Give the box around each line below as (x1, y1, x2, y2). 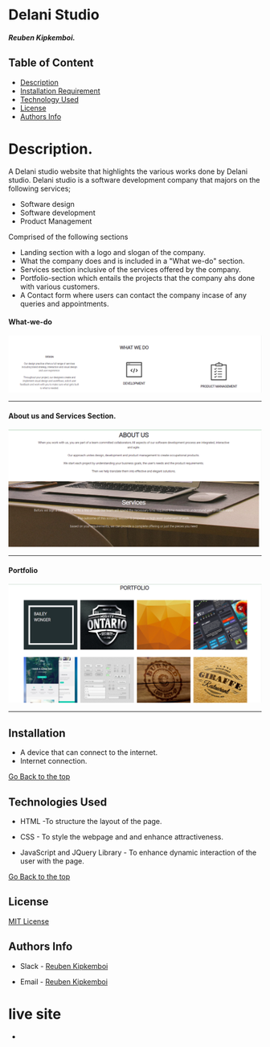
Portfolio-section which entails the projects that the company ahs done (19, 273, 256, 282)
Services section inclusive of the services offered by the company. (19, 264, 241, 274)
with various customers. (19, 282, 100, 291)
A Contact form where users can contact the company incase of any (19, 290, 247, 299)
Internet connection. (19, 756, 88, 766)
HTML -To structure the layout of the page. (19, 816, 162, 826)
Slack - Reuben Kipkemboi (19, 961, 108, 971)
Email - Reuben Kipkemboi (19, 976, 108, 987)
